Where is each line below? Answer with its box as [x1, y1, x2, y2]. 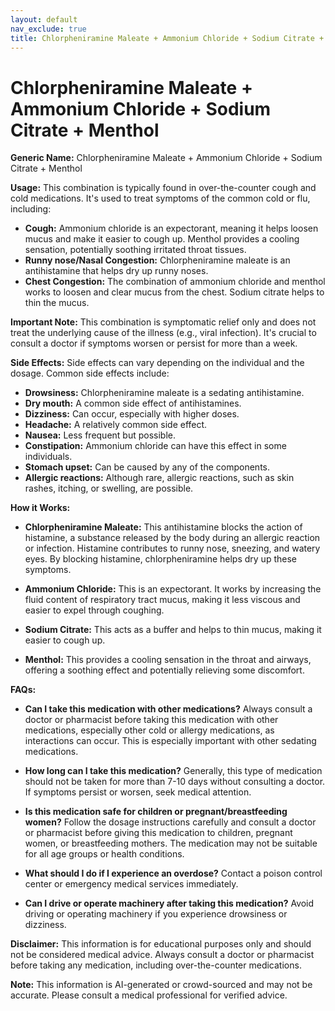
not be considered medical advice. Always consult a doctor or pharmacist [10, 949, 315, 961]
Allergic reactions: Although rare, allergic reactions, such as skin [24, 472, 295, 484]
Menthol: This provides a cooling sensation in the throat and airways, [24, 654, 312, 666]
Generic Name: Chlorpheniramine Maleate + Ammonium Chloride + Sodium [10, 152, 323, 164]
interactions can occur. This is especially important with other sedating [24, 735, 317, 747]
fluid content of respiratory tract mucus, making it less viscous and [24, 594, 301, 606]
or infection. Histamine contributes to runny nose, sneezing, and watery [24, 542, 321, 555]
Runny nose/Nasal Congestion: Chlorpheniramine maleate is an [24, 254, 291, 266]
